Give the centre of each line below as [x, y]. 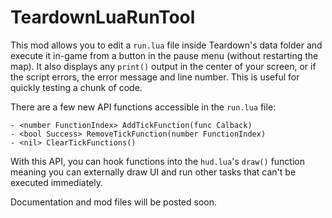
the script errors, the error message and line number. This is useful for [155, 77]
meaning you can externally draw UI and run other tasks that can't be [153, 172]
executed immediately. [56, 182]
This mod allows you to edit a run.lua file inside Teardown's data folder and [166, 45]
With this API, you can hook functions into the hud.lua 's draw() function [157, 161]
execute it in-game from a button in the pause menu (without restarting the [164, 55]
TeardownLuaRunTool [103, 17]
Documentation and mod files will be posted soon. [114, 202]
